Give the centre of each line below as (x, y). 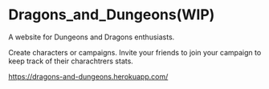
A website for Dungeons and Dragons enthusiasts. (92, 37)
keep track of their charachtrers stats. (71, 61)
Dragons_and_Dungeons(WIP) (112, 15)
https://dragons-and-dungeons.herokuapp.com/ (88, 76)
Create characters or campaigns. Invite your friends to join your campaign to (135, 52)
